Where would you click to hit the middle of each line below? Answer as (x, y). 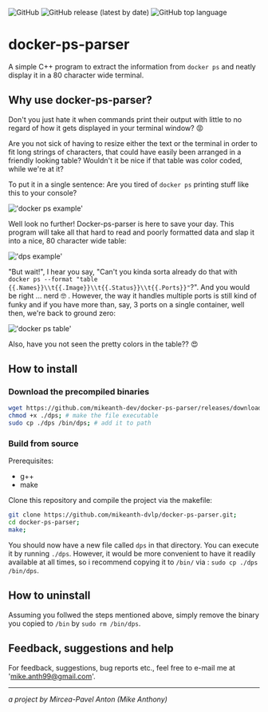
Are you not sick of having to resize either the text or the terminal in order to (133, 143)
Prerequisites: (31, 461)
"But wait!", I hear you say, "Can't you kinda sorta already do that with (123, 271)
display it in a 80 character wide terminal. (76, 75)
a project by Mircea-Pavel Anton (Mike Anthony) (88, 699)
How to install (43, 369)
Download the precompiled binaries (79, 392)
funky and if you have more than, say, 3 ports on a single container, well (126, 304)
